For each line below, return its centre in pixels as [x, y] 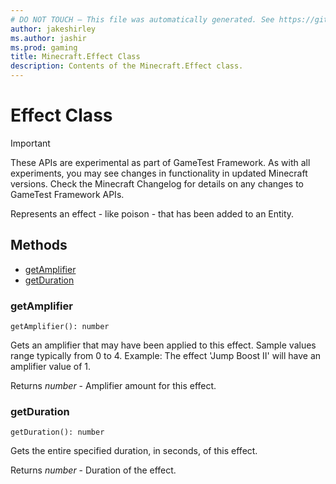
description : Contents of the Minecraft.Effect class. [127, 66]
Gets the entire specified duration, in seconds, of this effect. [134, 451]
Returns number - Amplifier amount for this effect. [113, 386]
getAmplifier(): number [60, 327]
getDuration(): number [57, 432]
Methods [39, 245]
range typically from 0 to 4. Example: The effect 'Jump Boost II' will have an [166, 356]
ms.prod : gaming [44, 47]
